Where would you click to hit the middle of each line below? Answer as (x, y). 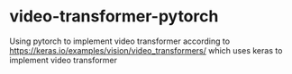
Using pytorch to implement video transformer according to (120, 41)
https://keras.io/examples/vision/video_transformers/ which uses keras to (146, 50)
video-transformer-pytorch (114, 16)
